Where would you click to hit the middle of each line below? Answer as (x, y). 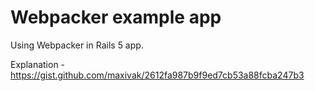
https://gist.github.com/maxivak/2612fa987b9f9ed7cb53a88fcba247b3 (157, 75)
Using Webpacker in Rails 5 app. (77, 45)
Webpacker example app (116, 17)
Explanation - (38, 64)
